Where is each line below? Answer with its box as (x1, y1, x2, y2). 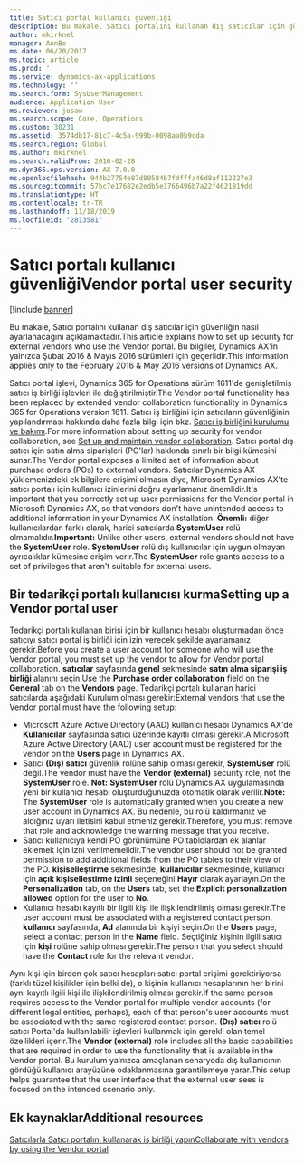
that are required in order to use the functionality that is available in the (9, 1045, 274, 1056)
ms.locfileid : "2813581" (9, 215, 103, 225)
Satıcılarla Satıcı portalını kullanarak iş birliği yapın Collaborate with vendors (9, 1134, 290, 1145)
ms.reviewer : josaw (9, 106, 83, 115)
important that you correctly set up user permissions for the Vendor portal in (9, 493, 294, 504)
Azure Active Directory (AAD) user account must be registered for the (22, 739, 283, 750)
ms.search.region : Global (9, 140, 107, 149)
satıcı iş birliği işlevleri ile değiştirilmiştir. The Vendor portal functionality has (9, 387, 290, 398)
